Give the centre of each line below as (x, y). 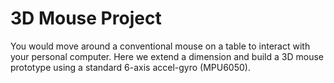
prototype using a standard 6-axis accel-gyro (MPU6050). (130, 67)
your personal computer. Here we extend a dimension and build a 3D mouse (167, 56)
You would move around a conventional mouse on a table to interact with (160, 46)
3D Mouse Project (86, 18)
